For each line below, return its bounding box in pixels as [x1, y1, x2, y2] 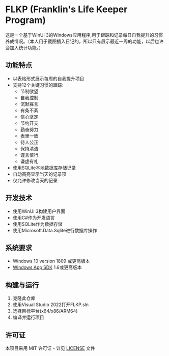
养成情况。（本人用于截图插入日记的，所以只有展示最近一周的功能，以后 [5, 38, 155, 44]
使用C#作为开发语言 [12, 214, 55, 221]
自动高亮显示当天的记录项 [12, 171, 67, 177]
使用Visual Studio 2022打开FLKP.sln [12, 302, 89, 308]
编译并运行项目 [12, 314, 44, 320]
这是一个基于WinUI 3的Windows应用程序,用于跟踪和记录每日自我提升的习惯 [5, 32, 163, 38]
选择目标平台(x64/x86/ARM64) [12, 308, 78, 314]
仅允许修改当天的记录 [12, 177, 58, 183]
